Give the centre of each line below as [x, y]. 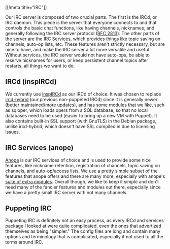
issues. [13, 132]
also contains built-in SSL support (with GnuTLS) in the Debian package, [81, 121]
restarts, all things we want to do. [40, 66]
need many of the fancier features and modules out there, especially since [83, 187]
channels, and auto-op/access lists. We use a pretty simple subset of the [82, 171]
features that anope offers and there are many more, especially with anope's [85, 176]
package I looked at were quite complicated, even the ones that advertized [83, 226]
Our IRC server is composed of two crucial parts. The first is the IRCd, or [81, 17]
